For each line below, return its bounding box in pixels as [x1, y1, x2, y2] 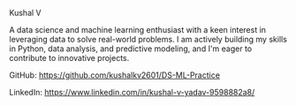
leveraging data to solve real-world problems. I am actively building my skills [9, 34, 287, 44]
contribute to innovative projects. [9, 53, 130, 63]
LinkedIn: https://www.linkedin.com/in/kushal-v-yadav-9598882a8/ [9, 87, 255, 97]
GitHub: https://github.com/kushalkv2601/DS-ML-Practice [9, 70, 221, 80]
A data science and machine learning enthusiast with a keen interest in [9, 25, 267, 34]
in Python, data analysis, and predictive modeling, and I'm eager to [9, 43, 253, 54]
